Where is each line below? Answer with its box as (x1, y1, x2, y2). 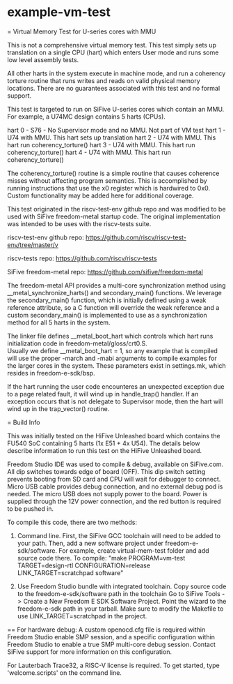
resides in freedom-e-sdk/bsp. (7, 369, 95, 377)
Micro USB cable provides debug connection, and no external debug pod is (7, 482, 223, 491)
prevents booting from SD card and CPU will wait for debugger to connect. (7, 475, 221, 483)
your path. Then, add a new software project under (17, 539, 164, 547)
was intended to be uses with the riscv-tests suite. (7, 219, 152, 228)
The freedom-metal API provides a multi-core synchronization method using (7, 281, 226, 290)
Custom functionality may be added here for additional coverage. (7, 191, 194, 200)
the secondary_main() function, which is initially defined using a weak (7, 296, 207, 304)
